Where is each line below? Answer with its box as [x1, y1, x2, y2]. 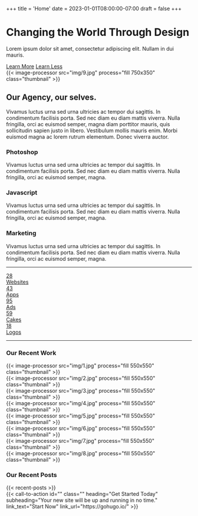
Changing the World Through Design [6, 26, 190, 39]
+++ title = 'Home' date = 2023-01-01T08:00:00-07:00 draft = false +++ [6, 5, 182, 12]
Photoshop [6, 147, 38, 156]
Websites [6, 278, 29, 285]
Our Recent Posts [6, 471, 57, 479]
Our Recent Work [6, 349, 57, 357]
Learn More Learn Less [6, 63, 63, 70]
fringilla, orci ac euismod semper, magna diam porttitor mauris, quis [6, 120, 170, 127]
